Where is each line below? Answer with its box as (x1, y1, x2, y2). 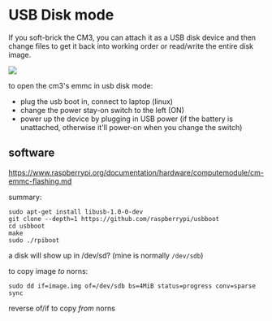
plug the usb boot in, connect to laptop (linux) (19, 96, 173, 106)
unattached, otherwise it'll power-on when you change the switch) (19, 122, 243, 132)
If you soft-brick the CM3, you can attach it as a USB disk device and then (8, 33, 257, 42)
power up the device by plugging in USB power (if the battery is (19, 114, 234, 124)
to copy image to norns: (8, 266, 89, 275)
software (8, 146, 55, 160)
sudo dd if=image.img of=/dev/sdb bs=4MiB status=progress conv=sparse (8, 282, 256, 290)
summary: (8, 192, 42, 202)
